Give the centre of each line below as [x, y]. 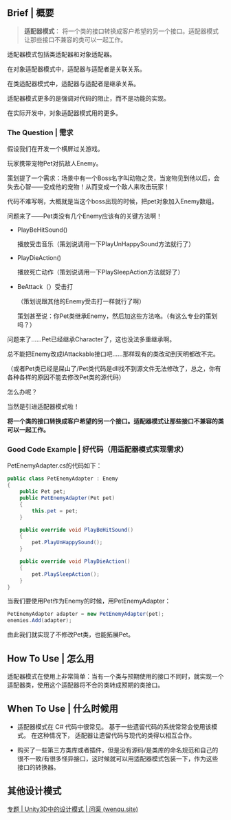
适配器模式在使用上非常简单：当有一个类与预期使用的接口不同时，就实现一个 [115, 676]
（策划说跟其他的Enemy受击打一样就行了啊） [81, 301]
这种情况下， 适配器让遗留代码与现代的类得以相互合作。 [116, 735]
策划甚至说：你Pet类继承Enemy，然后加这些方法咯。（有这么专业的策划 [117, 316]
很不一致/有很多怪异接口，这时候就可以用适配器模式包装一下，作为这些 [118, 759]
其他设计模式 [34, 791]
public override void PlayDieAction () [75, 561]
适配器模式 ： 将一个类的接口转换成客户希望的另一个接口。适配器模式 [121, 31]
